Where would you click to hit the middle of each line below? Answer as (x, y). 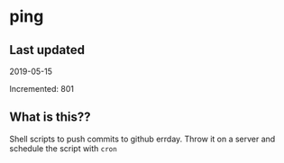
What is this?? (50, 118)
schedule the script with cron (63, 148)
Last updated (47, 50)
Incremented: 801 (42, 89)
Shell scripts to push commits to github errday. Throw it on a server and (142, 139)
